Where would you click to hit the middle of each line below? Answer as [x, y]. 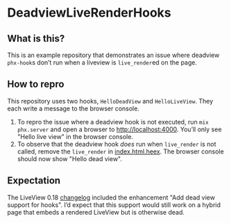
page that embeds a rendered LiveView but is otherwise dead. [96, 212]
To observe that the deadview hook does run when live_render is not [117, 144]
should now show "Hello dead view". [70, 158]
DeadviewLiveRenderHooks [89, 13]
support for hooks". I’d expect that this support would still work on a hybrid [114, 205]
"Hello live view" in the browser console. [75, 136]
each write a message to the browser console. [74, 108]
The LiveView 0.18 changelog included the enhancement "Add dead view [111, 197]
